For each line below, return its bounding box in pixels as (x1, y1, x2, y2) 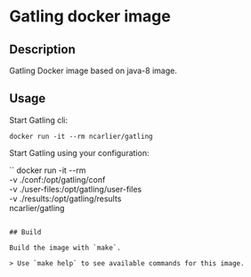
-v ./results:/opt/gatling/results (9, 193, 122, 204)
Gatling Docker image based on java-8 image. (9, 65, 178, 76)
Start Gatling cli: (9, 114, 69, 126)
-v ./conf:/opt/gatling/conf (9, 174, 106, 184)
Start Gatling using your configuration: (9, 147, 150, 158)
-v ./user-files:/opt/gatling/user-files (9, 183, 142, 194)
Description (9, 42, 76, 57)
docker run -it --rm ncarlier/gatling (9, 132, 153, 141)
